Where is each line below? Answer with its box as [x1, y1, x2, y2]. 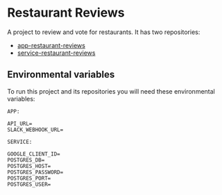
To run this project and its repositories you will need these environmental [7, 87, 215, 95]
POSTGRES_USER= [7, 180, 51, 188]
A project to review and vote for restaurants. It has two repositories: [7, 28, 200, 36]
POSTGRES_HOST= [7, 162, 51, 169]
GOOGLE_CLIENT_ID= [7, 151, 60, 158]
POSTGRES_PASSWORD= [7, 169, 64, 176]
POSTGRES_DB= [7, 156, 45, 164]
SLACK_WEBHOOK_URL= [7, 126, 64, 133]
